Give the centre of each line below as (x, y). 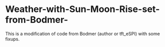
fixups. (12, 39)
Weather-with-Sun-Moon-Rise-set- (82, 9)
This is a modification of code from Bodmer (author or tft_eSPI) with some (83, 33)
